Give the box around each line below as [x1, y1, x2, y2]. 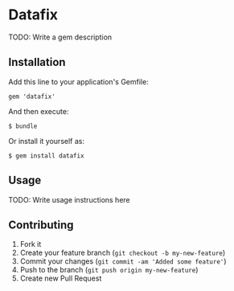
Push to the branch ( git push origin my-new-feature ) [19, 265, 199, 275]
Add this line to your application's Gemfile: [8, 76, 149, 86]
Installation [8, 55, 66, 69]
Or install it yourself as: [8, 136, 84, 145]
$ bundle [8, 122, 38, 130]
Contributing [8, 218, 74, 232]
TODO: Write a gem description [8, 32, 113, 42]
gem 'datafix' [8, 92, 56, 100]
